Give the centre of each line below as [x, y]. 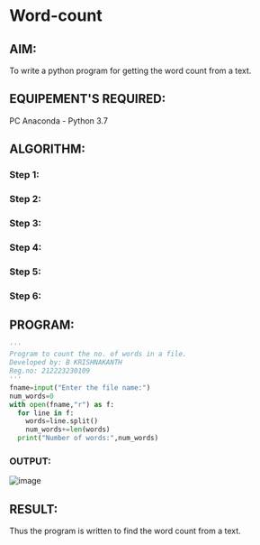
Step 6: [26, 296]
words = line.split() [62, 421]
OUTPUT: [30, 461]
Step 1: [24, 175]
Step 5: [26, 272]
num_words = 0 [31, 396]
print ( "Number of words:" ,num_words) [88, 439]
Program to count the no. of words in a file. [98, 354]
